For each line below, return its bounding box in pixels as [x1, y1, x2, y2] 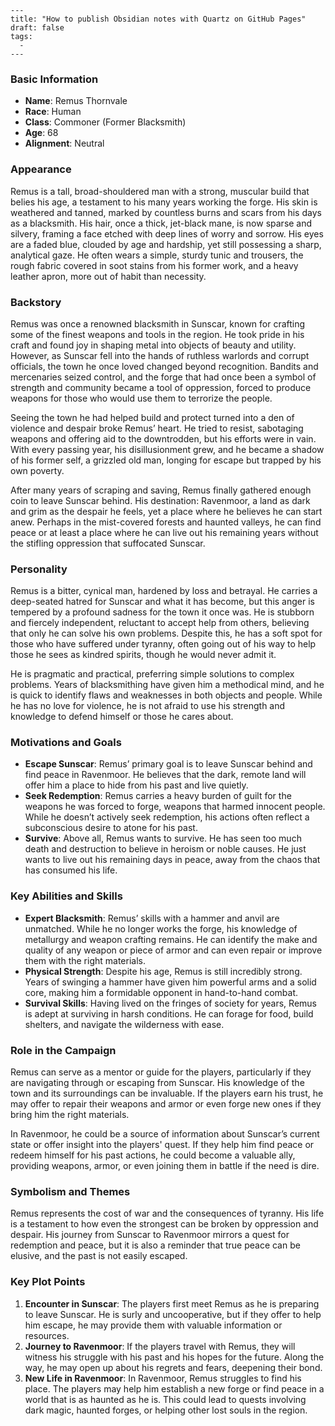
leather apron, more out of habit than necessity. [10, 270, 207, 282]
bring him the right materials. [10, 1109, 130, 1121]
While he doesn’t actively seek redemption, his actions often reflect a [24, 811, 310, 823]
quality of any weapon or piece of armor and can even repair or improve [24, 944, 323, 956]
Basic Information [10, 72, 99, 86]
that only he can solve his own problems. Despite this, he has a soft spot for [10, 627, 323, 640]
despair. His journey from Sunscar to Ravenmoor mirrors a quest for [10, 1229, 290, 1241]
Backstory [10, 295, 62, 309]
